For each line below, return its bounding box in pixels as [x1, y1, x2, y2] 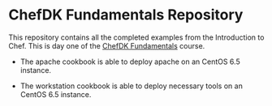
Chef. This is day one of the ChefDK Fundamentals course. [8, 40, 205, 50]
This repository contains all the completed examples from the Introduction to [8, 32, 265, 42]
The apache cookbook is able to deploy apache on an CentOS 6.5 [19, 57, 241, 66]
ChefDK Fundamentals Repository [8, 6, 244, 24]
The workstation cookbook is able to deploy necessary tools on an [19, 81, 244, 91]
